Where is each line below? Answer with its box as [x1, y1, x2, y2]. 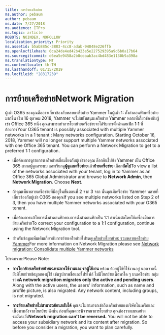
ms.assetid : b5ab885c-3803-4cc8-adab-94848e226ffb [5, 44, 111, 49]
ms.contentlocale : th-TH [5, 62, 56, 67]
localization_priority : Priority [5, 40, 74, 45]
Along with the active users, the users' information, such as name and [12, 282, 154, 288]
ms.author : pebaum [5, 12, 43, 17]
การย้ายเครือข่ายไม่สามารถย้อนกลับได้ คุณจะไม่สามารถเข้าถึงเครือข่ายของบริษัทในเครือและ [12, 302, 155, 308]
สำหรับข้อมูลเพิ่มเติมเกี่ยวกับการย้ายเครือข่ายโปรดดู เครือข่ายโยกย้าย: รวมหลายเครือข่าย [12, 235, 149, 241]
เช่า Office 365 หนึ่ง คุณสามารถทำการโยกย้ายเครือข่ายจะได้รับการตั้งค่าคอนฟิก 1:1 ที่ [5, 121, 143, 127]
